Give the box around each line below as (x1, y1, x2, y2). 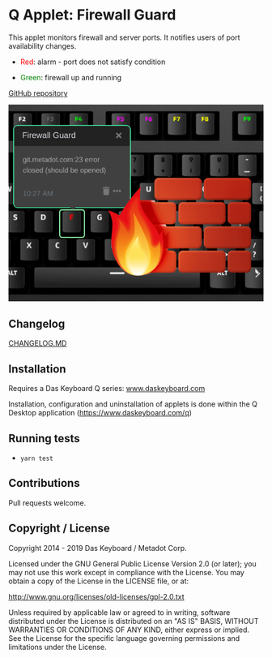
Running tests (8, 432, 81, 445)
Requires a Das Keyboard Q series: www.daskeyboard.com (8, 384, 206, 394)
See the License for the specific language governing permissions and (8, 633, 240, 643)
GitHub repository (8, 88, 68, 98)
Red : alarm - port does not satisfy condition (19, 57, 166, 67)
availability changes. (8, 41, 77, 50)
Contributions (8, 476, 80, 490)
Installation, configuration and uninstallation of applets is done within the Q (8, 399, 257, 409)
